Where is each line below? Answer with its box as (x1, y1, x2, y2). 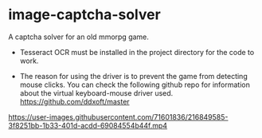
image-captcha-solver (8, 6, 161, 24)
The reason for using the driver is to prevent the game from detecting (19, 71, 248, 81)
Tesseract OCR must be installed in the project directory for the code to (19, 47, 255, 57)
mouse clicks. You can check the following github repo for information (19, 80, 251, 89)
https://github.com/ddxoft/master (19, 97, 130, 106)
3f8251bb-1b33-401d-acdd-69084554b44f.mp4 (8, 120, 168, 130)
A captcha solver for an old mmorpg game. (8, 32, 150, 41)
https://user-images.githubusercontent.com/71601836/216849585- (8, 112, 229, 121)
